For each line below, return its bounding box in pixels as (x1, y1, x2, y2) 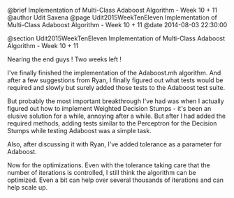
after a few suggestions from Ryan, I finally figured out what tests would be (7, 76, 224, 84)
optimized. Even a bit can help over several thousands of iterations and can (7, 176, 224, 184)
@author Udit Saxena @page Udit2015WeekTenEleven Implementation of (7, 13, 218, 22)
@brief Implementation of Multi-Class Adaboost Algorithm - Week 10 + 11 (7, 6, 218, 14)
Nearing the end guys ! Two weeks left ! (7, 55, 122, 63)
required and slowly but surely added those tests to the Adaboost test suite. (7, 84, 226, 91)
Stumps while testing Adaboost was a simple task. (7, 127, 152, 135)
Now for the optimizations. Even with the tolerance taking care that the (7, 161, 211, 169)
